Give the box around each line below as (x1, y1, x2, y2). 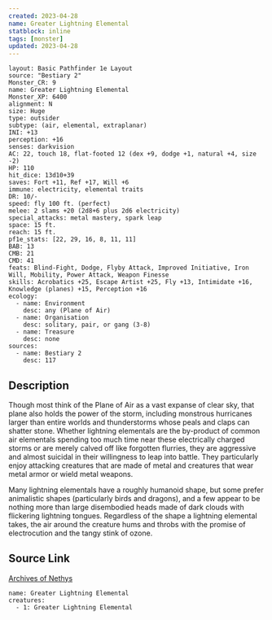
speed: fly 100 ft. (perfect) (8, 200, 112, 208)
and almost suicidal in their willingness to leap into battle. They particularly (8, 452, 259, 461)
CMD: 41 (8, 257, 35, 265)
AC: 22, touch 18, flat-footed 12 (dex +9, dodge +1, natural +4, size (8, 150, 257, 159)
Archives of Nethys (8, 573, 73, 583)
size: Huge (8, 107, 46, 116)
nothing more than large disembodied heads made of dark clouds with (8, 502, 244, 512)
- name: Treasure (15, 328, 75, 336)
